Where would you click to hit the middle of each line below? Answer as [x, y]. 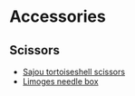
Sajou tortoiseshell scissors [73, 72]
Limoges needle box [60, 82]
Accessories [58, 17]
